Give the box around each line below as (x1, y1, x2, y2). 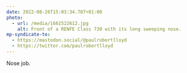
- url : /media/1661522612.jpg (12, 20, 89, 26)
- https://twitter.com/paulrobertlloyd (12, 43, 114, 49)
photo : (6, 15, 23, 21)
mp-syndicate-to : (6, 32, 51, 38)
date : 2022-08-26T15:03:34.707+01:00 (6, 9, 103, 15)
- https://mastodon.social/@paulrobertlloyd (12, 37, 127, 43)
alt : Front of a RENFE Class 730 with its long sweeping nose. (17, 26, 182, 32)
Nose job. (6, 59, 31, 67)
